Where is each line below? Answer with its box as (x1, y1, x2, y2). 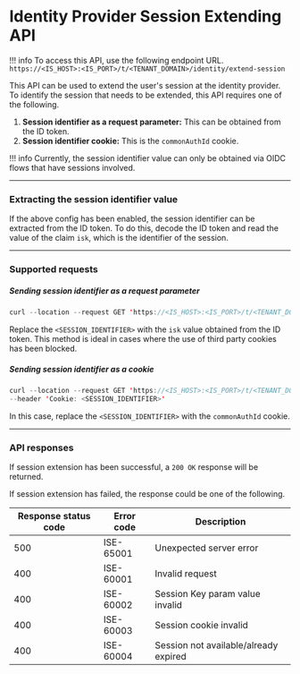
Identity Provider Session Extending (9, 6, 282, 27)
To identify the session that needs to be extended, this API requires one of (9, 90, 283, 100)
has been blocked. (9, 343, 78, 354)
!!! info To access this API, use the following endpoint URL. (9, 55, 224, 65)
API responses (9, 441, 74, 454)
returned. (9, 472, 44, 482)
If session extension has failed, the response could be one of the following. (9, 489, 286, 499)
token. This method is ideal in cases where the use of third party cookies (9, 334, 277, 344)
